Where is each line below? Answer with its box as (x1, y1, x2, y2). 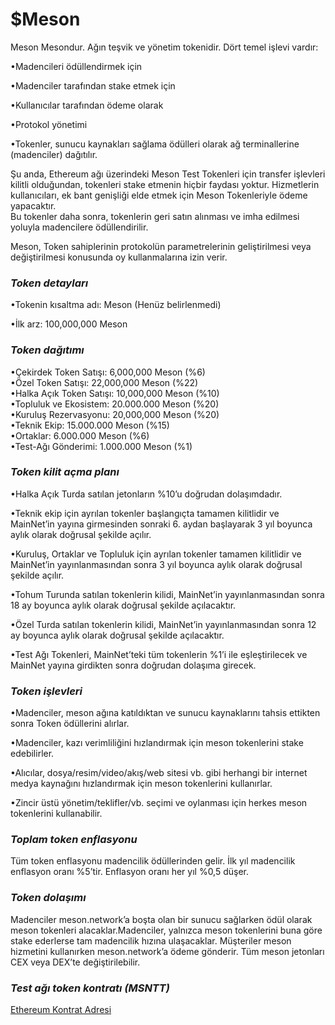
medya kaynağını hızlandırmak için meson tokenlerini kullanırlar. (10, 778, 273, 790)
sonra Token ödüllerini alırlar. (10, 718, 130, 730)
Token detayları (10, 276, 89, 290)
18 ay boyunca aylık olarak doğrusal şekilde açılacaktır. (10, 599, 237, 611)
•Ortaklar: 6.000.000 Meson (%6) (10, 429, 150, 442)
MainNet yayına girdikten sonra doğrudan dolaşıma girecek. (10, 659, 257, 671)
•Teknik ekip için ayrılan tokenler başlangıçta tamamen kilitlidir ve (10, 507, 280, 519)
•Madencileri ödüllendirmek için (10, 60, 143, 72)
